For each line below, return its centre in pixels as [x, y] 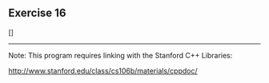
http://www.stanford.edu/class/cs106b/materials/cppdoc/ [103, 70]
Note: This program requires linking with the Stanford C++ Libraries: [120, 55]
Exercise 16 [37, 13]
